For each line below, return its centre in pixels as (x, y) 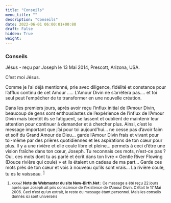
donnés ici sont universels (34, 196)
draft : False (19, 29)
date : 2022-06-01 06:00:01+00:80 (41, 24)
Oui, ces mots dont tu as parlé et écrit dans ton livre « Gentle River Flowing (84, 157)
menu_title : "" (21, 15)
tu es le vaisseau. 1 (25, 173)
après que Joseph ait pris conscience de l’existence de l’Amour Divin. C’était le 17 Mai (86, 187)
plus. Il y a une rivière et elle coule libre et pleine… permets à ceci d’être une (85, 146)
